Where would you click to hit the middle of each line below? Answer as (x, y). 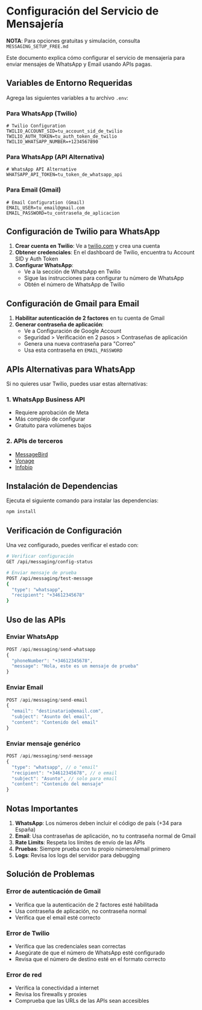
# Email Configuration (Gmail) (46, 202)
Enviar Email (25, 687)
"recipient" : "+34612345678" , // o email (65, 773)
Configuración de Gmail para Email (73, 303)
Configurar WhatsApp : (44, 265)
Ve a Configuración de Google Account (73, 331)
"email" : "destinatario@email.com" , (58, 711)
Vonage (25, 461)
